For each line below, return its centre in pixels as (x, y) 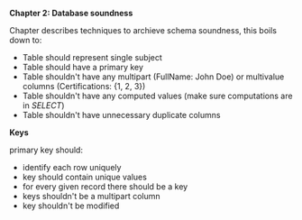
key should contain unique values (84, 177)
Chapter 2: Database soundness (71, 13)
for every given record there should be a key (105, 187)
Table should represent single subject (92, 57)
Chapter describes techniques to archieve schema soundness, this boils (143, 30)
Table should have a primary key (83, 67)
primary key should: (46, 150)
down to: (26, 40)
